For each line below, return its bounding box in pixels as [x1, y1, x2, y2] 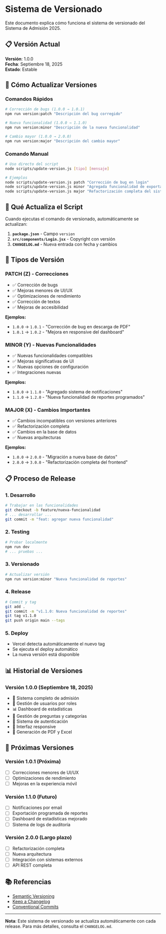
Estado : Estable [5, 66, 38, 72]
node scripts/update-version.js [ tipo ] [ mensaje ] [5, 166, 110, 171]
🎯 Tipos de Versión [5, 255, 64, 264]
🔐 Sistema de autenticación [12, 718, 68, 725]
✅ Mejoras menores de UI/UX [12, 287, 73, 293]
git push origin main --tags [5, 618, 65, 623]
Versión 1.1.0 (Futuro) [5, 793, 57, 800]
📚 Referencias [5, 877, 52, 886]
